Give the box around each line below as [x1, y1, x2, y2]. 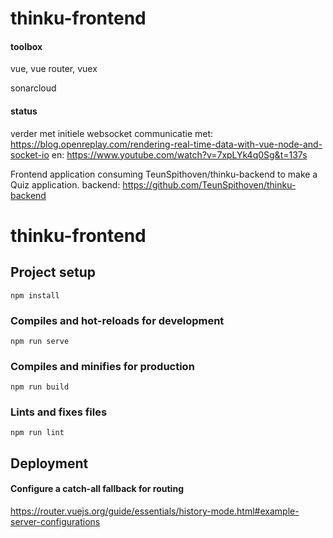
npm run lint [10, 428, 65, 438]
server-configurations [10, 516, 101, 528]
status [10, 105, 38, 117]
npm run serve [10, 336, 70, 346]
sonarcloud [10, 82, 57, 94]
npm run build [10, 382, 70, 392]
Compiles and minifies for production [10, 359, 195, 373]
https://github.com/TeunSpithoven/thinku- [122, 178, 297, 191]
